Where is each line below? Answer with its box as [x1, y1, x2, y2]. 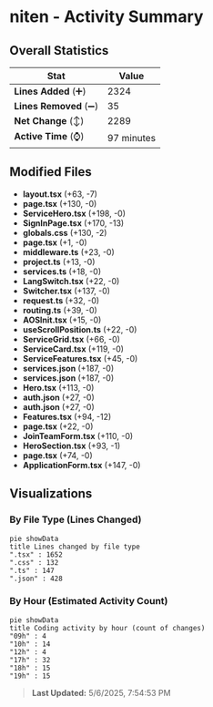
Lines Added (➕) [14, 85, 86, 97]
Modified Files [9, 164, 93, 179]
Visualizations [9, 486, 93, 502]
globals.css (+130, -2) [22, 227, 107, 238]
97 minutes [106, 131, 157, 144]
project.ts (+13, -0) [22, 256, 96, 267]
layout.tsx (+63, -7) [22, 189, 98, 200]
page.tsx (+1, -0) [22, 237, 88, 248]
